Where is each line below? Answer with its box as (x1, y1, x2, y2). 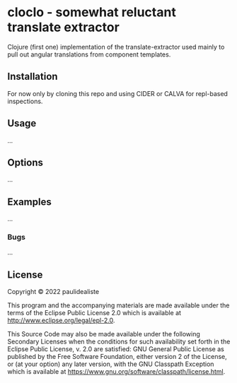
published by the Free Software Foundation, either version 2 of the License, (7, 353, 228, 361)
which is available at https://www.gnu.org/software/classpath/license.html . (7, 367, 226, 376)
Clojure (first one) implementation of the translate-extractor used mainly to (7, 42, 225, 51)
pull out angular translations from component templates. (7, 50, 171, 59)
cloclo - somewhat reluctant (7, 4, 177, 20)
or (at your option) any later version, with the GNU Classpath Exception (7, 360, 214, 368)
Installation (7, 71, 58, 83)
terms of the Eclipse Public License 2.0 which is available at (7, 309, 182, 317)
